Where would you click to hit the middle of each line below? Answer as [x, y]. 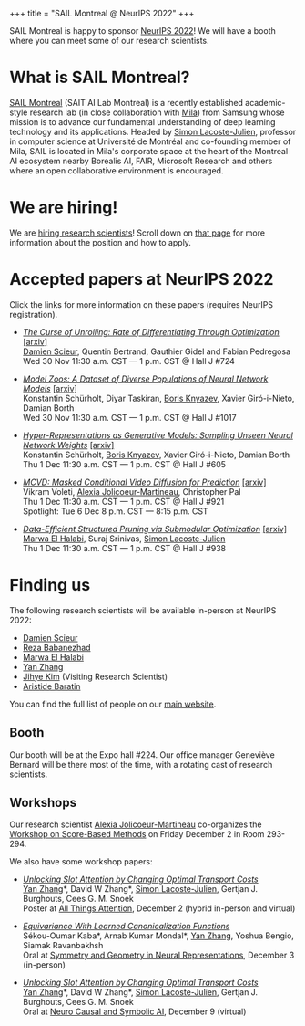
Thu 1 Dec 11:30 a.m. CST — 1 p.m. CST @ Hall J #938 [124, 548]
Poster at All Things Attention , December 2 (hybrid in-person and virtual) [159, 908]
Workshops [43, 802]
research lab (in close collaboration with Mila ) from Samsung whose [157, 112]
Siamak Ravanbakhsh [63, 946]
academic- [265, 102]
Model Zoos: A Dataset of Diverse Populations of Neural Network [145, 379]
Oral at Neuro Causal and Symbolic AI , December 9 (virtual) [134, 1011]
